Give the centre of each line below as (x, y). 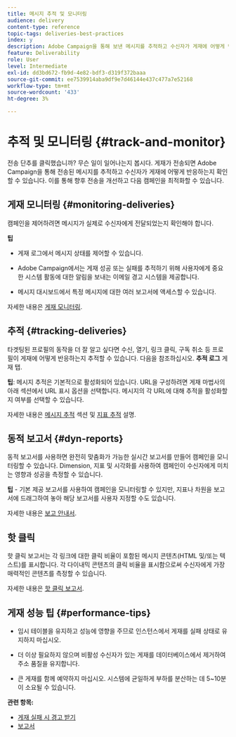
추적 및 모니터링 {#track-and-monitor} (117, 142)
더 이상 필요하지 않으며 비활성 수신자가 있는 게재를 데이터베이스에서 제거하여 (122, 655)
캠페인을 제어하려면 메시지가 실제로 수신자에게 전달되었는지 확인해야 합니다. (111, 223)
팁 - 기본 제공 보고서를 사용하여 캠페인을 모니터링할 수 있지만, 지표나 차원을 (110, 489)
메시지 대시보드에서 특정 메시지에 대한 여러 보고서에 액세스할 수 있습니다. (117, 291)
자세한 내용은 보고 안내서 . (42, 513)
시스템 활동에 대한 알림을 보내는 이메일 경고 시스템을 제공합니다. (112, 277)
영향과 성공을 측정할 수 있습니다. (59, 474)
